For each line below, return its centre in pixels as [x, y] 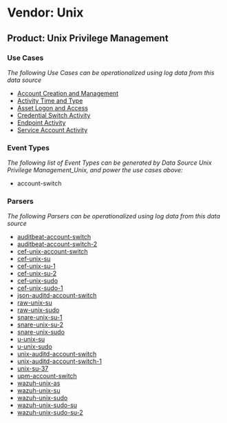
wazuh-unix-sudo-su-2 [50, 413]
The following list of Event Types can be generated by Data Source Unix [109, 163]
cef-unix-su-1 [36, 266]
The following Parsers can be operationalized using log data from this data [114, 216]
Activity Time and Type [50, 101]
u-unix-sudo [35, 347]
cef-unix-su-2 [37, 274]
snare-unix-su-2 [40, 324]
